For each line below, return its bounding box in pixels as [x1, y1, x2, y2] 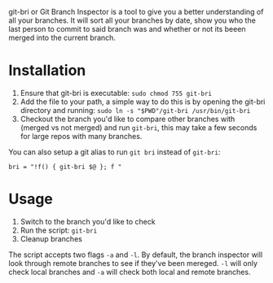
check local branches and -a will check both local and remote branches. [8, 267, 251, 276]
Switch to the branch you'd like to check [20, 216, 156, 226]
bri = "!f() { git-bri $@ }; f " [8, 163, 122, 171]
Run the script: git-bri [20, 225, 98, 235]
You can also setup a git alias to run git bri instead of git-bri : [8, 146, 221, 157]
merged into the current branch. [8, 33, 117, 42]
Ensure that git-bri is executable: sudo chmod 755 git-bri [20, 88, 212, 98]
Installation [8, 61, 86, 80]
